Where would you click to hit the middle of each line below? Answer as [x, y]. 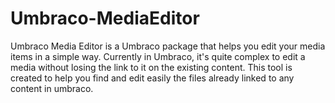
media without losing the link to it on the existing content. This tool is [151, 67]
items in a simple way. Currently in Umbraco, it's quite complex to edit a [158, 56]
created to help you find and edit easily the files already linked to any [152, 78]
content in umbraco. [52, 88]
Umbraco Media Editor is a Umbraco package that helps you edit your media [168, 46]
